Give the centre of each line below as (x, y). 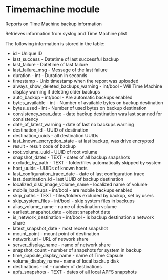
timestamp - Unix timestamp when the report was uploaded (76, 81)
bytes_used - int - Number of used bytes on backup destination (80, 108)
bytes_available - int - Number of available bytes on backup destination (88, 102)
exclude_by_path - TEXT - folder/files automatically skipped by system (87, 162)
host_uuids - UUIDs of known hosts (50, 168)
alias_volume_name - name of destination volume (65, 206)
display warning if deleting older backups (56, 91)
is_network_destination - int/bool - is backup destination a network (83, 217)
